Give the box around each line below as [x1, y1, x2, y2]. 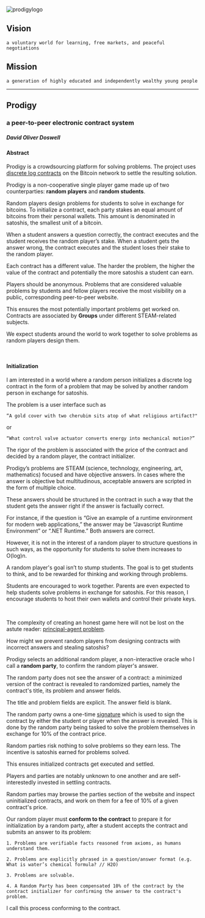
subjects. [6, 318, 29, 325]
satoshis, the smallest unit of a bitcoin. [6, 219, 103, 226]
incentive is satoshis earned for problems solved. [6, 748, 130, 755]
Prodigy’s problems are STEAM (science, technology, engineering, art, [6, 464, 183, 472]
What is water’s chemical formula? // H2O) [6, 861, 119, 868]
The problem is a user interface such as [6, 401, 107, 408]
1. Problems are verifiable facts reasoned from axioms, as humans [6, 840, 182, 846]
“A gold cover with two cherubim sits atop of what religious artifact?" [6, 413, 198, 419]
